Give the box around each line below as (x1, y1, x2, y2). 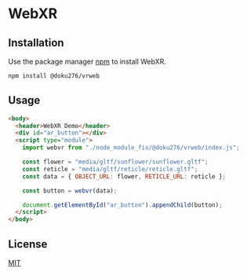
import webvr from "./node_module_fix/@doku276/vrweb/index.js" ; (22, 144, 241, 152)
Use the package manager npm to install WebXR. (8, 57, 167, 66)
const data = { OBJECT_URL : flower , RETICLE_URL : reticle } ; (22, 172, 226, 181)
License (8, 237, 48, 251)
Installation (8, 36, 64, 49)
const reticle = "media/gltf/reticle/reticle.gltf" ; (22, 165, 198, 173)
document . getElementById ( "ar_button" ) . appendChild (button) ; (22, 201, 223, 209)
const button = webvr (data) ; (22, 186, 118, 195)
